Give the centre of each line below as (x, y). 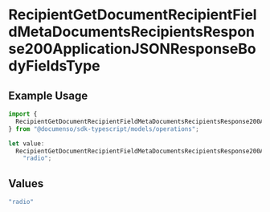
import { (23, 114)
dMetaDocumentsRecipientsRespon (132, 32)
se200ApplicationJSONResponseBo (132, 49)
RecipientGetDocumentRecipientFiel (133, 15)
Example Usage (48, 95)
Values (26, 183)
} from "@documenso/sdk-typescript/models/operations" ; (104, 129)
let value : (27, 143)
